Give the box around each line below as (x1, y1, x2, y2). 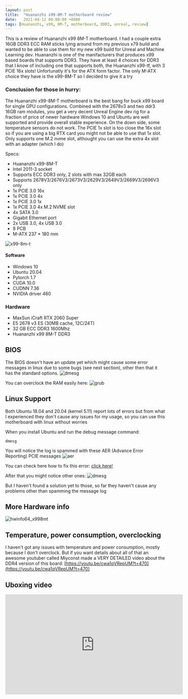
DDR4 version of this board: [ (5, 560, 66, 567)
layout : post (5, 7, 33, 13)
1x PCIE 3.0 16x (12, 188, 45, 194)
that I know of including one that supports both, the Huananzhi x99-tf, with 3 (5, 63, 165, 69)
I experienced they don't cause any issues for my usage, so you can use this (5, 413, 165, 419)
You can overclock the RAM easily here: (5, 380, 89, 386)
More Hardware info (5, 503, 70, 511)
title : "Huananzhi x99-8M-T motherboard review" (5, 12, 112, 17)
